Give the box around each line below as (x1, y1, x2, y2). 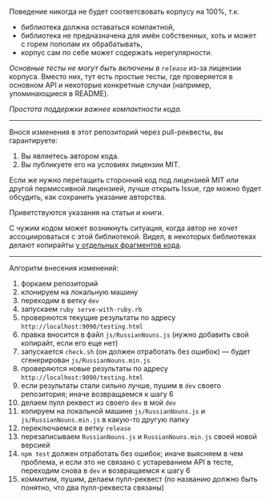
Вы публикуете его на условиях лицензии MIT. (20, 160, 180, 169)
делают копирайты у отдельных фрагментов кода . (9, 240, 183, 250)
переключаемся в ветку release (20, 423, 131, 433)
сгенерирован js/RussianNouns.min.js (20, 355, 151, 365)
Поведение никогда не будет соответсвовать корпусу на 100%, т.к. (9, 7, 240, 16)
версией (20, 440, 50, 450)
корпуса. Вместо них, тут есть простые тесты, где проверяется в (9, 72, 233, 81)
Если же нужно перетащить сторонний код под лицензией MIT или (9, 175, 240, 185)
